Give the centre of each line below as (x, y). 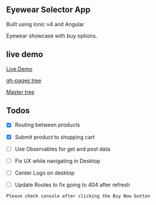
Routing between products (47, 125)
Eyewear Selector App (49, 10)
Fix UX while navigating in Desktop (57, 161)
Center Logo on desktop (45, 173)
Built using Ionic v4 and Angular (45, 24)
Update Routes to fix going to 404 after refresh (72, 185)
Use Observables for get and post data (63, 149)
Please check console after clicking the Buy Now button (78, 196)
